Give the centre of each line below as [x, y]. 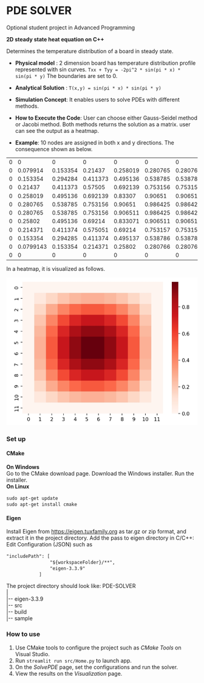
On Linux [18, 487]
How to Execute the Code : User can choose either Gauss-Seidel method [106, 118]
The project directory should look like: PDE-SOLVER [71, 586]
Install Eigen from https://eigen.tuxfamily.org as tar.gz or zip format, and [96, 532]
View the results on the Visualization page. [69, 673]
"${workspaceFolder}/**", [82, 563]
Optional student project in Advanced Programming [71, 27]
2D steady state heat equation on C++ [55, 39]
